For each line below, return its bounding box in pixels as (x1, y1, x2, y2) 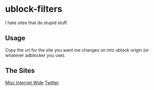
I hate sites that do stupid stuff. (5, 20, 68, 26)
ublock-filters (5, 3, 63, 15)
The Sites (5, 66, 35, 75)
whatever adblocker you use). (5, 52, 66, 58)
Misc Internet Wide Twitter (5, 80, 59, 86)
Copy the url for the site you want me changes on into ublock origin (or (5, 47, 149, 53)
